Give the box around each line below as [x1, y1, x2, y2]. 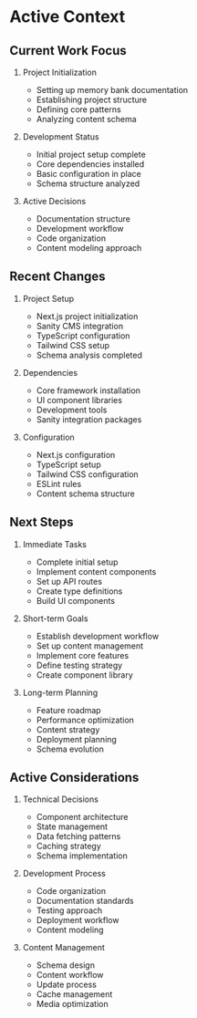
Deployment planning [36, 733, 117, 744]
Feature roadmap [36, 704, 102, 715]
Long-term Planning [22, 687, 98, 698]
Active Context [9, 6, 126, 27]
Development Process [22, 868, 107, 879]
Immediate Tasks [22, 538, 87, 549]
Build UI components [36, 595, 116, 606]
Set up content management [36, 640, 144, 651]
